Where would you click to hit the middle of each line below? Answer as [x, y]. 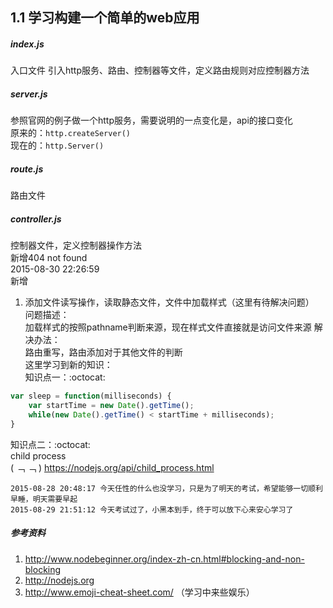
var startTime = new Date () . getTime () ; [111, 406]
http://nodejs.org [59, 580]
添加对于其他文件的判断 [134, 352]
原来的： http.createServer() [71, 133]
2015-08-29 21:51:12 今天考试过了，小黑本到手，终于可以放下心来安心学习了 [152, 509]
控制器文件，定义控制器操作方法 [76, 245]
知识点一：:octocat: [65, 377]
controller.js [36, 219]
